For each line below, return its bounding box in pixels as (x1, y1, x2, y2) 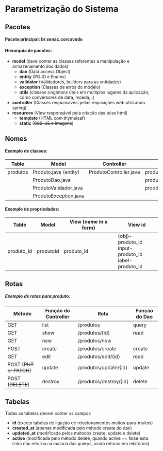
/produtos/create (77, 345, 116, 352)
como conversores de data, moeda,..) (19, 94, 95, 100)
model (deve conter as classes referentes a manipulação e (12, 58, 130, 64)
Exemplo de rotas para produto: (5, 293, 71, 299)
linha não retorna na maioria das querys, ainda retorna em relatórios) (12, 441, 149, 447)
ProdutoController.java (89, 169, 141, 175)
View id (128, 222, 146, 228)
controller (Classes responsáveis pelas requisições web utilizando (12, 100, 146, 106)
